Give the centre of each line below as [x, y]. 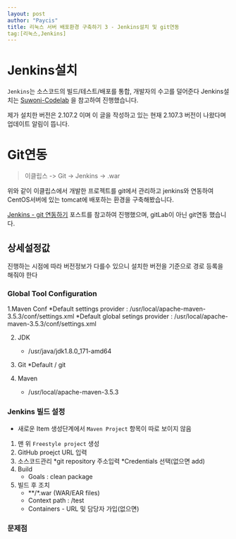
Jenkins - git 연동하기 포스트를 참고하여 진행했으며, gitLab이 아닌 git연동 [107, 215]
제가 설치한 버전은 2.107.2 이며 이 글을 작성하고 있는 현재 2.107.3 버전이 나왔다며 [117, 115]
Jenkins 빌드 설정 [36, 411]
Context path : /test [56, 500]
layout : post [26, 14]
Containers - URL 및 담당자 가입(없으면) [83, 509]
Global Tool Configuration [52, 293]
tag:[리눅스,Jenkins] [37, 33]
